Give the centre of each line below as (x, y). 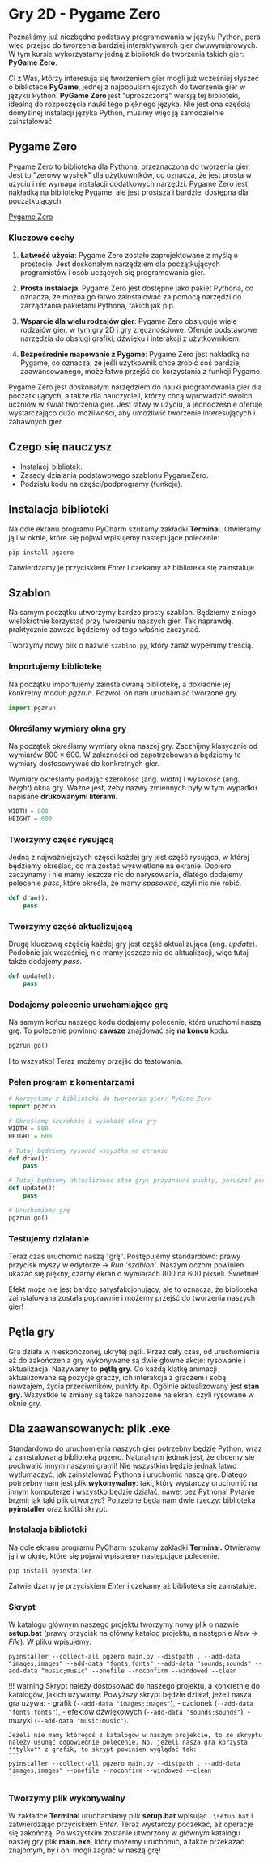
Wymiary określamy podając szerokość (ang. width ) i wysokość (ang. (124, 779)
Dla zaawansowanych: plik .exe (89, 1429)
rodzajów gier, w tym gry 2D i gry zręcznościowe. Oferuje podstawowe (138, 330)
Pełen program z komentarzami (71, 1082)
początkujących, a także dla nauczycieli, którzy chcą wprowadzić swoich (130, 396)
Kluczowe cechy (42, 238)
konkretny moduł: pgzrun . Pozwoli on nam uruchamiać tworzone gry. (123, 693)
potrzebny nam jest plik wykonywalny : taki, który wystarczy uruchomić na (133, 1482)
